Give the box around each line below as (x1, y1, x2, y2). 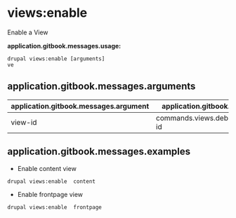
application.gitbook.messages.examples (7, 146, 191, 158)
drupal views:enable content (7, 177, 96, 185)
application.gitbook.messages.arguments (7, 81, 196, 93)
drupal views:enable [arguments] (7, 55, 105, 62)
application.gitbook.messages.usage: (7, 41, 122, 50)
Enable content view (17, 164, 77, 172)
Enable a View (7, 28, 48, 36)
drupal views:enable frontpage (7, 203, 102, 211)
